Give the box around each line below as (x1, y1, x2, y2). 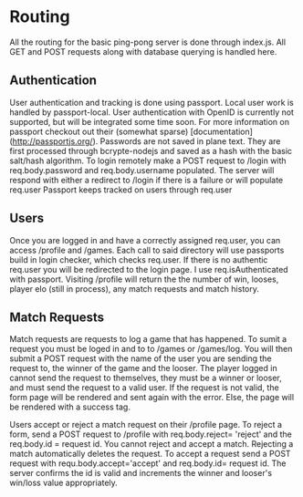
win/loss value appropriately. (9, 477, 119, 489)
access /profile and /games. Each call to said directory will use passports (9, 244, 285, 255)
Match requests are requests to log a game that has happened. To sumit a (9, 334, 287, 345)
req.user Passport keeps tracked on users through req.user (9, 184, 233, 195)
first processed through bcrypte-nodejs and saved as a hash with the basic (9, 145, 293, 156)
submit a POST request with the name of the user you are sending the (9, 353, 272, 364)
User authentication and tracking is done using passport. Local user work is (9, 97, 294, 108)
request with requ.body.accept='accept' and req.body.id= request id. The (9, 458, 287, 469)
